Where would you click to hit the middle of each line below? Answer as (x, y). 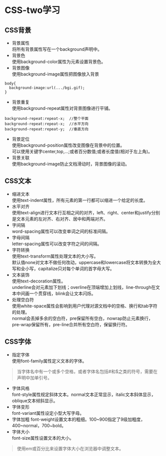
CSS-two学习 (32, 10)
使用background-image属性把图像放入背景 (55, 74)
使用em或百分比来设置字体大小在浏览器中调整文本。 (70, 449)
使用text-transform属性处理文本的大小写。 (55, 256)
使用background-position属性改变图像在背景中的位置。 (68, 145)
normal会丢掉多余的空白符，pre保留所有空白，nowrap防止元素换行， (82, 318)
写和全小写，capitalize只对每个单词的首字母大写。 (63, 269)
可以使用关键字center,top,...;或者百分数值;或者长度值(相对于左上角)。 (82, 151)
